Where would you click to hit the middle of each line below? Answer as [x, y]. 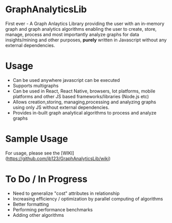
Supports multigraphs [36, 85]
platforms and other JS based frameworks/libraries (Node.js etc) [81, 96]
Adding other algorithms [38, 215]
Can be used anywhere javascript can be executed [66, 80]
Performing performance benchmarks [53, 209]
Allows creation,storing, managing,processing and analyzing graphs [84, 102]
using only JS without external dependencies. [61, 107]
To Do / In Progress [47, 179]
